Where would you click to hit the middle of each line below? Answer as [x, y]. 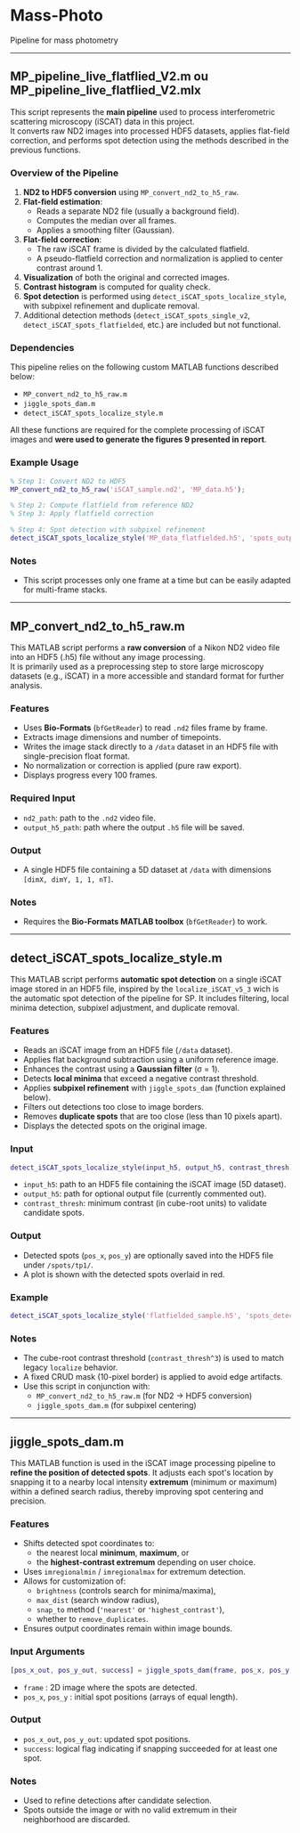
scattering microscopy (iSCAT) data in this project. [102, 121]
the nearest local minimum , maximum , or [113, 1553]
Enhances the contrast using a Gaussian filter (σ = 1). [122, 1069]
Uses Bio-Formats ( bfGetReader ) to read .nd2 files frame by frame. [145, 728]
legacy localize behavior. [70, 1367]
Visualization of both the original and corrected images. [126, 278]
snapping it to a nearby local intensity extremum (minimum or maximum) [144, 1482]
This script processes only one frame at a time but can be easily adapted [157, 581]
